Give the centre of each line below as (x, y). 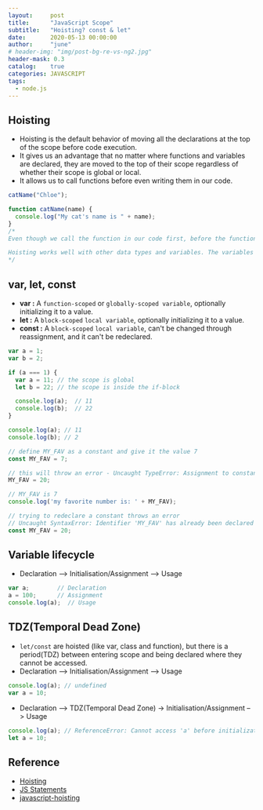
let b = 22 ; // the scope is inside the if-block (97, 387)
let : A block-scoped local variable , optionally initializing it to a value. (132, 320)
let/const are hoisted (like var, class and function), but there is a (124, 646)
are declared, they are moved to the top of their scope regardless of (129, 164)
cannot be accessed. (53, 662)
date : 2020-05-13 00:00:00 (63, 37)
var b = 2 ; (26, 358)
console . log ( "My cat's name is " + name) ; (85, 217)
